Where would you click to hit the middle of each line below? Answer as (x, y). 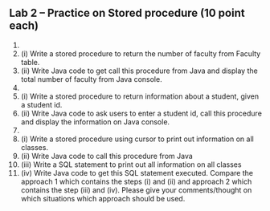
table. (30, 62)
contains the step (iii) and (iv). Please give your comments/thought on (136, 190)
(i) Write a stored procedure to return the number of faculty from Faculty (141, 53)
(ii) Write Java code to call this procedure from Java (107, 156)
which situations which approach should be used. (103, 198)
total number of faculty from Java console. (92, 79)
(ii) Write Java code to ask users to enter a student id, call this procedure (141, 113)
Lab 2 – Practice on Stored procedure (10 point (127, 13)
